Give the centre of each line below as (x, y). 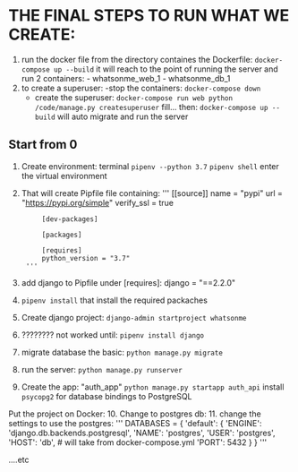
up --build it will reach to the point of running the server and (166, 69)
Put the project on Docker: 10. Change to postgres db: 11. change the (135, 414)
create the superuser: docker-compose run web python (134, 97)
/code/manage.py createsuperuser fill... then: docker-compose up (151, 107)
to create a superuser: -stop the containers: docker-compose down (141, 88)
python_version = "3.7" (86, 258)
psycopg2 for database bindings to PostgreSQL (107, 396)
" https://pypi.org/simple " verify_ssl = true (97, 202)
